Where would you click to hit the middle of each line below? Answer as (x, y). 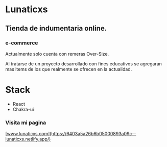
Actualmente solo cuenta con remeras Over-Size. (57, 54)
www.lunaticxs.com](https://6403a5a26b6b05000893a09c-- (71, 134)
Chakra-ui (23, 109)
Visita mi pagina (26, 122)
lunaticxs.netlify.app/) (28, 139)
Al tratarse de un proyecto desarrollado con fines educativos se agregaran (84, 64)
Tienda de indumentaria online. (56, 28)
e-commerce (22, 43)
